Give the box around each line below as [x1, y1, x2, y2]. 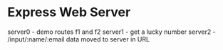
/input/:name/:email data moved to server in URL [7, 35, 150, 43]
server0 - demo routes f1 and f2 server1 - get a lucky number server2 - [7, 27, 216, 36]
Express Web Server [7, 4, 131, 20]
